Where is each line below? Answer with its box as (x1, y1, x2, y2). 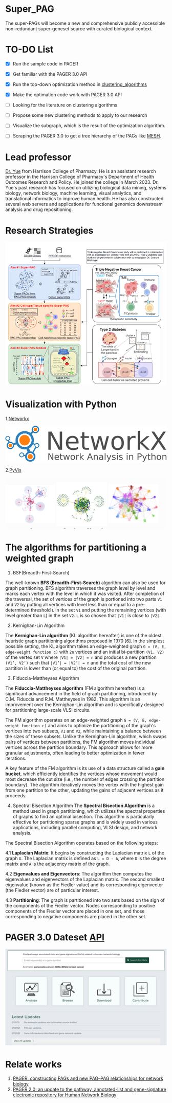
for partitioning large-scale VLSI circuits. (5, 707, 91, 713)
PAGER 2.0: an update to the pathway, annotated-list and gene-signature (12, 1087, 166, 1093)
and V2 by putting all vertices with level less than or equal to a (5, 601, 135, 607)
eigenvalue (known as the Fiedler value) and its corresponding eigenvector (5, 881, 163, 888)
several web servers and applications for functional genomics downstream (5, 201, 163, 207)
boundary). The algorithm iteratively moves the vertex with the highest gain (5, 781, 164, 787)
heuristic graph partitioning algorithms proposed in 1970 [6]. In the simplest (5, 638, 164, 644)
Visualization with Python (5, 398, 117, 410)
